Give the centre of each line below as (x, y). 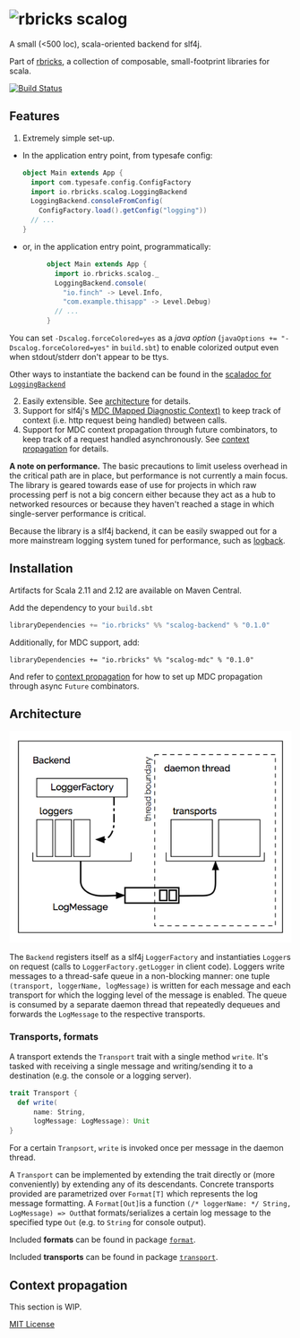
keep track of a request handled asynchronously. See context (136, 439)
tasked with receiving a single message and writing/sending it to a (131, 1066)
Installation (41, 569)
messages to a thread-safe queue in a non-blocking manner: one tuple (140, 975)
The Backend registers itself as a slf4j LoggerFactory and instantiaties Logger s (150, 956)
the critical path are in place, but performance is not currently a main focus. (149, 476)
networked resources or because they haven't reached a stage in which (142, 504)
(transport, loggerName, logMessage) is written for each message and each (150, 985)
